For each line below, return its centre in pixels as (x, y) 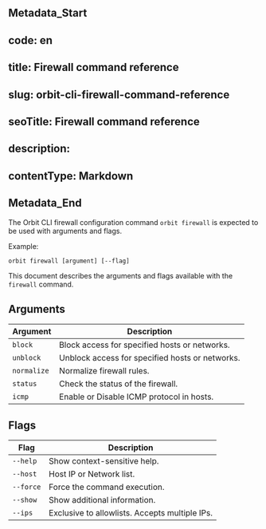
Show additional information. (102, 500)
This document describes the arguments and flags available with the (121, 275)
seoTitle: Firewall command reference (104, 122)
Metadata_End (45, 203)
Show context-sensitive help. (104, 461)
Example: (23, 246)
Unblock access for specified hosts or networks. (150, 358)
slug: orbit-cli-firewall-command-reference (119, 95)
